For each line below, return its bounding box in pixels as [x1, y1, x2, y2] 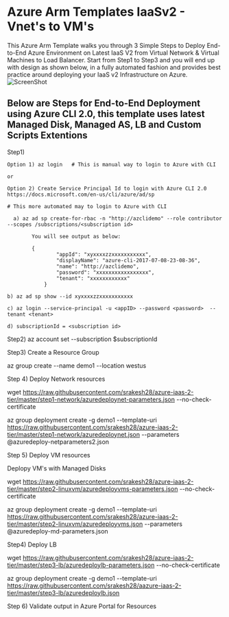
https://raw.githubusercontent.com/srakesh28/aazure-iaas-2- [7, 581, 182, 590]
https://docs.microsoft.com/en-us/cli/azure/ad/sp [7, 191, 155, 198]
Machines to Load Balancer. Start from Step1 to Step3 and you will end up [7, 55, 215, 64]
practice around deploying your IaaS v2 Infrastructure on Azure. [7, 70, 188, 79]
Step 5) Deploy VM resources [7, 451, 91, 459]
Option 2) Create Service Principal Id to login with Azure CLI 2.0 [7, 185, 207, 192]
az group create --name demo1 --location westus [7, 361, 147, 370]
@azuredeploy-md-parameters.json [7, 527, 108, 535]
